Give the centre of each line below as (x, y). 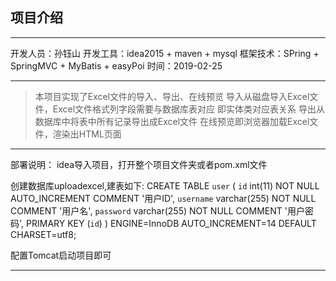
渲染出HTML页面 (87, 134)
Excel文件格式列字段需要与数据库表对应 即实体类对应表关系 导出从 (188, 109)
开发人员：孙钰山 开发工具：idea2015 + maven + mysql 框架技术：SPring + (165, 53)
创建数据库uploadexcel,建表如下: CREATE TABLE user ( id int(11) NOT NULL (165, 185)
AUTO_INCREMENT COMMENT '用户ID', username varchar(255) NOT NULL (163, 198)
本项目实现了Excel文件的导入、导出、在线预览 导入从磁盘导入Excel (172, 96)
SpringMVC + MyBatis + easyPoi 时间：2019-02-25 (116, 65)
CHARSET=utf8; (43, 234)
